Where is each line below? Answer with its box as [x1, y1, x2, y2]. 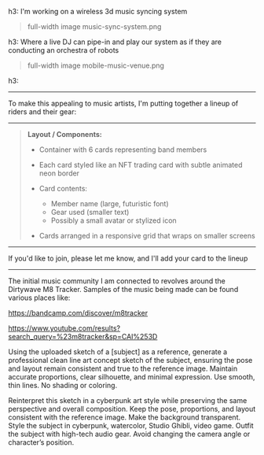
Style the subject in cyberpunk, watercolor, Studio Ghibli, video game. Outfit [8, 421, 254, 430]
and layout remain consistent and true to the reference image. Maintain [8, 364, 238, 373]
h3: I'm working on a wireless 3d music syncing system [8, 7, 188, 16]
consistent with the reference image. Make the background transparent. [8, 412, 241, 422]
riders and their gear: [8, 107, 77, 117]
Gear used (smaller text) [50, 208, 130, 216]
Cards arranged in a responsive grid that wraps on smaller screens [38, 231, 255, 240]
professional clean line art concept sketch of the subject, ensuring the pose [8, 356, 253, 364]
